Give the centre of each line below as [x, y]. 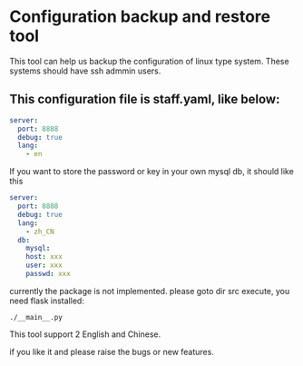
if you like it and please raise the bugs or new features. [112, 351]
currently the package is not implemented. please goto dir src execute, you [150, 291]
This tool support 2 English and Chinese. [85, 334]
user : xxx [44, 265]
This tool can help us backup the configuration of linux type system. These [149, 61]
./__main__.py [36, 317]
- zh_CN [40, 232]
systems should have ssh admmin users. [85, 71]
